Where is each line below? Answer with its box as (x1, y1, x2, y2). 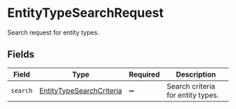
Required (129, 69, 160, 79)
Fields (7, 49, 35, 60)
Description (176, 69, 216, 79)
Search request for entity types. (7, 28, 100, 37)
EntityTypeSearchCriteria (39, 86, 123, 96)
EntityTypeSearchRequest (7, 5, 164, 21)
